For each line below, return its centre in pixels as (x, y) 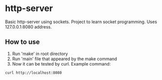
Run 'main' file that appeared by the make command (64, 59)
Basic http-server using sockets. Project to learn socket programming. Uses (81, 22)
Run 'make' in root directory (40, 53)
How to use (22, 42)
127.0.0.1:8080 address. (28, 27)
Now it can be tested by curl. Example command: (61, 64)
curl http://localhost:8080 (34, 73)
